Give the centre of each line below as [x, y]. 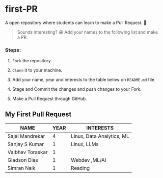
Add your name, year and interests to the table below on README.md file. [84, 80]
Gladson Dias [23, 160]
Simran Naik [22, 168]
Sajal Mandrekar [26, 136]
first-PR [21, 9]
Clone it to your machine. [37, 70]
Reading [80, 168]
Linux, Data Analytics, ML [100, 136]
